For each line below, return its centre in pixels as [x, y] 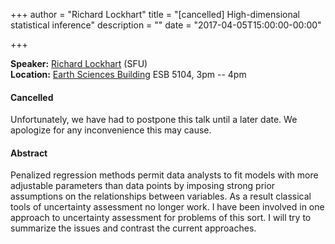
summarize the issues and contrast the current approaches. [133, 228]
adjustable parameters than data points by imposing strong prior [143, 186]
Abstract [29, 153]
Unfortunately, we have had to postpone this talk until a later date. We [154, 120]
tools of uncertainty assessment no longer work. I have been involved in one [167, 207]
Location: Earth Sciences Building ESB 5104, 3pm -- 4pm [128, 74]
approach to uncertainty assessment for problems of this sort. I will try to [161, 218]
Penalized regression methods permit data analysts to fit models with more [164, 175]
